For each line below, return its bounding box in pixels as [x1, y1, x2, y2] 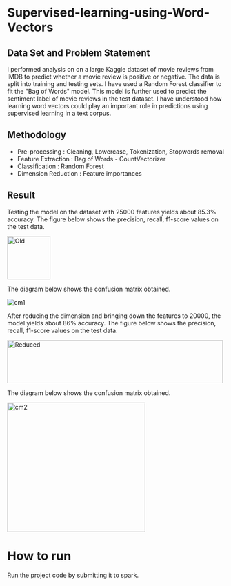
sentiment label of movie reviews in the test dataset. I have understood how [7, 94, 222, 103]
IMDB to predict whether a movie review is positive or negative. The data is [7, 72, 221, 81]
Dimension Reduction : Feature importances [17, 169, 143, 177]
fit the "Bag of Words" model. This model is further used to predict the [7, 88, 207, 95]
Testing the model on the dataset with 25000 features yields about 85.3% [7, 208, 217, 216]
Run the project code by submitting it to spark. [7, 571, 139, 579]
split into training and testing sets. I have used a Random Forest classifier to [7, 80, 222, 88]
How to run [7, 548, 72, 563]
